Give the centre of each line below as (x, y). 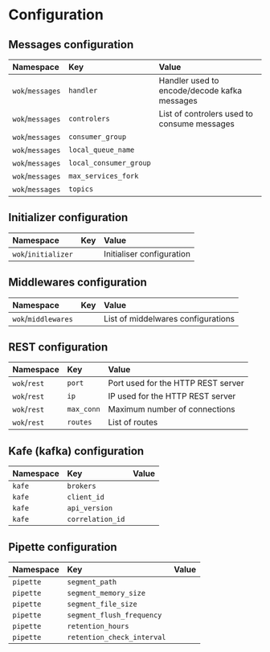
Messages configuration (71, 45)
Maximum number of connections (172, 409)
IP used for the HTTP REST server (172, 396)
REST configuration (58, 347)
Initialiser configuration (147, 253)
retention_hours (98, 626)
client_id (86, 497)
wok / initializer (43, 253)
